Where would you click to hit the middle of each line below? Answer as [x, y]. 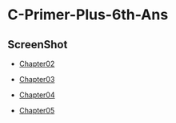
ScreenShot [38, 45]
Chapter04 [37, 95]
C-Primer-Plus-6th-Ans [88, 15]
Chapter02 [37, 64]
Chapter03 [37, 79]
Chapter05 [37, 111]
